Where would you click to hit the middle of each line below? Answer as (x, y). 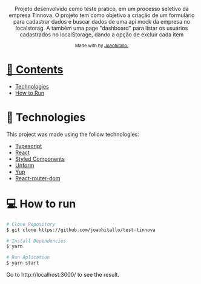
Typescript (28, 146)
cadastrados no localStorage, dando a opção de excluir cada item (102, 35)
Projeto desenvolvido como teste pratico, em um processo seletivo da (102, 9)
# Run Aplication (28, 257)
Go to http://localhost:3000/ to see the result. (63, 275)
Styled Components (40, 159)
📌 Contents (35, 70)
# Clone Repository (31, 224)
